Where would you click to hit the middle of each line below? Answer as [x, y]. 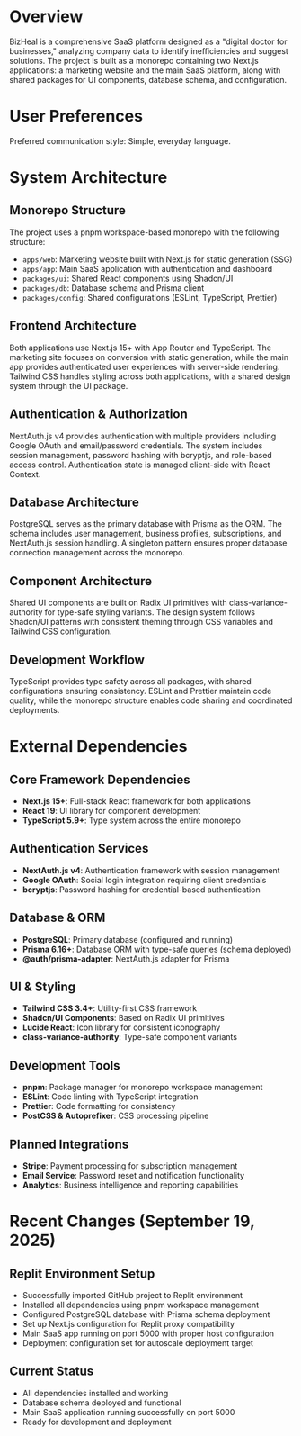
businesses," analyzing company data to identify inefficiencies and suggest [149, 50]
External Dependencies [98, 747]
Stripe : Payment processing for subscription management [130, 1166]
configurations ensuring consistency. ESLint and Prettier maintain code [141, 691]
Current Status [52, 1372]
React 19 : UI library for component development [111, 810]
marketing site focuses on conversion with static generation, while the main [149, 357]
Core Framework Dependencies [100, 779]
